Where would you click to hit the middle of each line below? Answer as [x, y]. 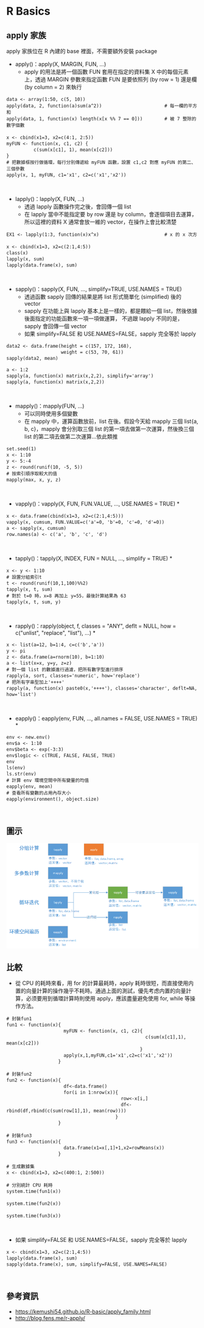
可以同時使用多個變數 [51, 413]
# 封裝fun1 [19, 1019]
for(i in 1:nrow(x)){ [91, 1092]
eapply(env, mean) [30, 787]
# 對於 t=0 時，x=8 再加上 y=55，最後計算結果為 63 [66, 596]
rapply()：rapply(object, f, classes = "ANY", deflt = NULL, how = [96, 626]
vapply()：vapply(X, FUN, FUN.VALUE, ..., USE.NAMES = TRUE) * [97, 504]
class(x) [17, 253]
